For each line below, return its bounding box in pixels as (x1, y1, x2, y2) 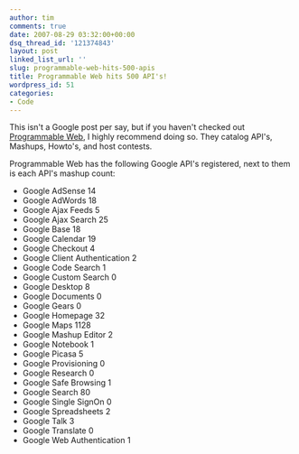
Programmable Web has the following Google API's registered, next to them (9, 159, 291, 170)
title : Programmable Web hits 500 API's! (9, 72, 168, 81)
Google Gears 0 (22, 301, 82, 311)
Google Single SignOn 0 (22, 396, 112, 407)
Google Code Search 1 (22, 263, 107, 273)
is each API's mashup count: (9, 168, 116, 179)
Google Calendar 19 (22, 234, 97, 245)
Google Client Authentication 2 (22, 253, 137, 264)
